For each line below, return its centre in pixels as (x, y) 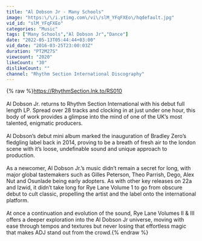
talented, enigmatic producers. (44, 123)
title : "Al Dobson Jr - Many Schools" (55, 12)
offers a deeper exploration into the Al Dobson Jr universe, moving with (95, 220)
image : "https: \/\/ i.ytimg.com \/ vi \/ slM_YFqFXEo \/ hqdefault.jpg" (90, 18)
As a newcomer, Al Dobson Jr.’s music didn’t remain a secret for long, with (99, 168)
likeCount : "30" (27, 62)
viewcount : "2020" (29, 57)
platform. (18, 200)
